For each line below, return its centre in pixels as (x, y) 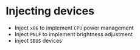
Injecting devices (50, 11)
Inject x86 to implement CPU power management (74, 28)
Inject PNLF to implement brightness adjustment (74, 34)
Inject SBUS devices (38, 40)
